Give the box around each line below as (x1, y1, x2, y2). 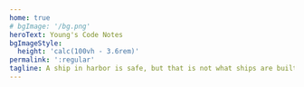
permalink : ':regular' (9, 55, 95, 64)
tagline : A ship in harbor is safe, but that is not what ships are (9, 64, 273, 73)
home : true (9, 13, 51, 23)
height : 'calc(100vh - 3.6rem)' (17, 47, 140, 56)
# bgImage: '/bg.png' (9, 22, 91, 31)
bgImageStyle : (9, 38, 63, 48)
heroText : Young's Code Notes (9, 30, 124, 39)
